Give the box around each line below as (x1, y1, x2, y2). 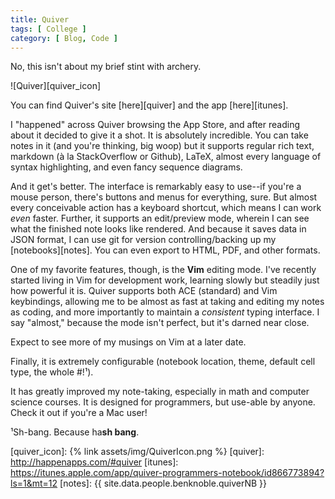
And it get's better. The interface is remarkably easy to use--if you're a (10, 181, 302, 193)
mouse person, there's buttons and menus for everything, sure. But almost (10, 191, 318, 203)
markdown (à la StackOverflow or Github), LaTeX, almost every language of (10, 151, 322, 163)
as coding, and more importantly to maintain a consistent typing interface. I (10, 306, 320, 318)
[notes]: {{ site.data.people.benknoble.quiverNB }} (59, 477, 268, 490)
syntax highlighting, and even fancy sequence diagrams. (10, 161, 243, 173)
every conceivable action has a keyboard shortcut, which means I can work (10, 202, 322, 214)
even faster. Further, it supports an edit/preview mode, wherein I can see (10, 212, 310, 225)
